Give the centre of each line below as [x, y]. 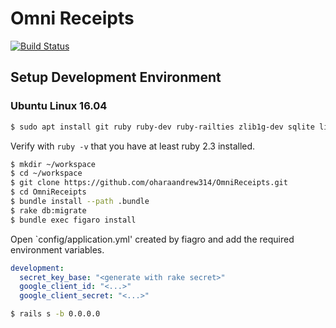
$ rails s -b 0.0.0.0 [55, 314]
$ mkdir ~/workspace [53, 164]
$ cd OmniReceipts [48, 192]
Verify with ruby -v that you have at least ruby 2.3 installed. [133, 146]
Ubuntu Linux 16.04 [59, 106]
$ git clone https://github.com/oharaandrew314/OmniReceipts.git [149, 183]
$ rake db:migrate [48, 210]
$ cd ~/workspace [46, 173]
